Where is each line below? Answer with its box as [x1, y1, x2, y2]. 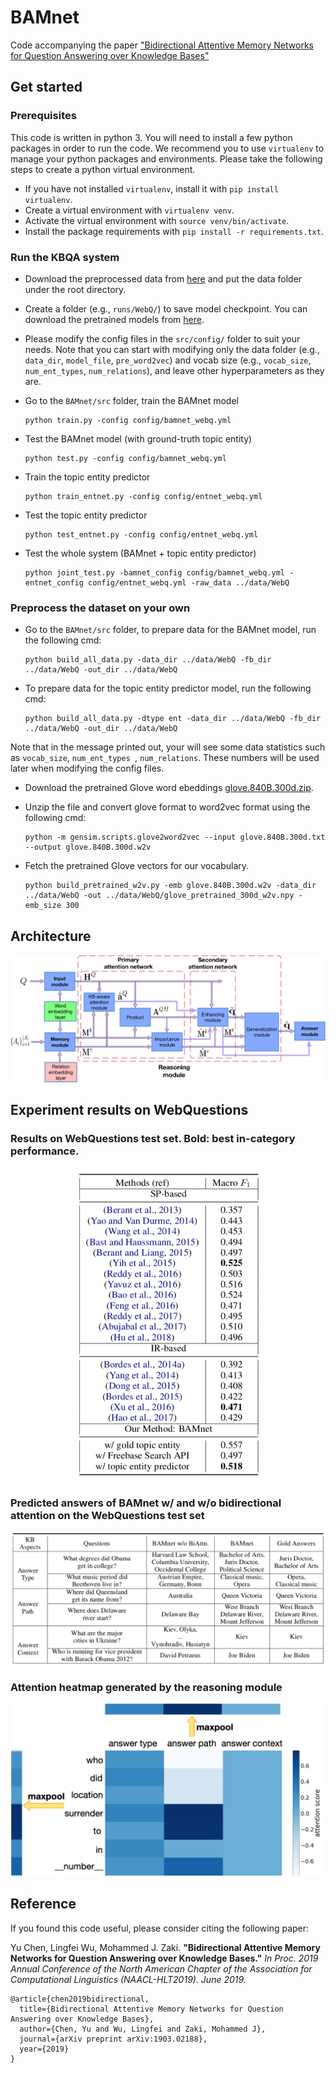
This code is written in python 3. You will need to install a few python [10, 131, 293, 143]
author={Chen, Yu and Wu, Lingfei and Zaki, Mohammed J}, [19, 2024, 267, 2034]
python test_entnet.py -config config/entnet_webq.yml [24, 529, 259, 540]
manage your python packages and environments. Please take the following [10, 152, 323, 165]
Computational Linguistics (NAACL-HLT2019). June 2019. [10, 1973, 247, 1985]
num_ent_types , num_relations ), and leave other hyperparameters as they [24, 364, 325, 376]
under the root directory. [24, 283, 127, 295]
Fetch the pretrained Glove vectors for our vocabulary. [24, 860, 250, 872]
